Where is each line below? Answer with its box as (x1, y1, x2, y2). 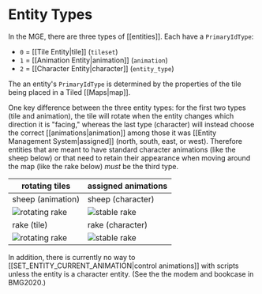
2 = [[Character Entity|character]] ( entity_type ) (19, 63, 174, 73)
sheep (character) (87, 194, 155, 205)
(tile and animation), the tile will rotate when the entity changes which (8, 111, 234, 120)
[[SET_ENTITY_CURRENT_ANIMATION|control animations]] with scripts (8, 261, 239, 270)
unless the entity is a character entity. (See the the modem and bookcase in (8, 269, 254, 278)
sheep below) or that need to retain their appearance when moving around (8, 153, 251, 163)
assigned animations (87, 180, 168, 191)
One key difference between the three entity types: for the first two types (8, 103, 246, 112)
